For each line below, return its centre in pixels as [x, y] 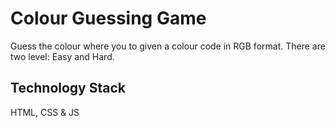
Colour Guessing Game [108, 18]
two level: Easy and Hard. [62, 56]
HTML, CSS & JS [45, 112]
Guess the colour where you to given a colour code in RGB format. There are [168, 46]
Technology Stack [68, 88]
